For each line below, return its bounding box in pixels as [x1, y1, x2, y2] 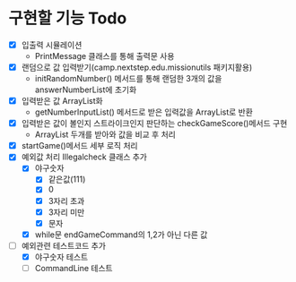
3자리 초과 [48, 195, 85, 206]
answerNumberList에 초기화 [34, 84, 137, 95]
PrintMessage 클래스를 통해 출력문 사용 [34, 51, 175, 61]
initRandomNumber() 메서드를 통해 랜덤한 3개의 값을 [34, 73, 222, 84]
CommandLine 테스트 [34, 262, 113, 273]
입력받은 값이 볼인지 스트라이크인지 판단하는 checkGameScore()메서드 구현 [21, 118, 288, 129]
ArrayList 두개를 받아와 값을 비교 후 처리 [34, 129, 176, 140]
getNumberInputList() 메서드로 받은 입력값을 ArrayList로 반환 [34, 107, 253, 117]
